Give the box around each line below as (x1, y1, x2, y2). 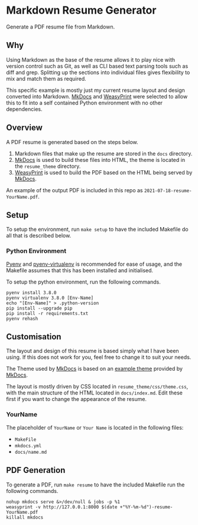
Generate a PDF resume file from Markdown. (6, 23, 115, 30)
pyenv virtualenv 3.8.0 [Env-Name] (6, 295, 94, 301)
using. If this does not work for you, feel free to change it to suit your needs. (6, 354, 191, 361)
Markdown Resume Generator (6, 4, 157, 17)
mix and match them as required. (6, 75, 87, 82)
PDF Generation (6, 465, 66, 475)
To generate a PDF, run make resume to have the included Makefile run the (6, 481, 185, 488)
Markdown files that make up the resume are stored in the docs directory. (14, 149, 193, 157)
